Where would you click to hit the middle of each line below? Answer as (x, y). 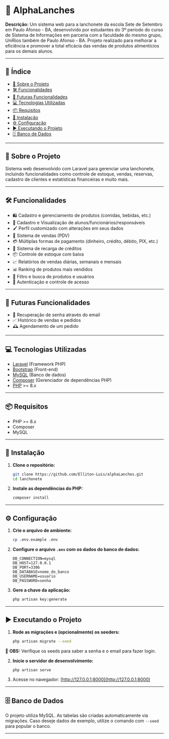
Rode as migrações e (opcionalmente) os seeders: (66, 632)
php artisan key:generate (39, 599)
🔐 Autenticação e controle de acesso (51, 282)
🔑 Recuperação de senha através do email (56, 315)
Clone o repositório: (34, 465)
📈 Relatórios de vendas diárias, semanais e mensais (67, 262)
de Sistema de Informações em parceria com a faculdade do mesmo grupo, (83, 35)
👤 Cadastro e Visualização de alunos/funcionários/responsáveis (79, 223)
